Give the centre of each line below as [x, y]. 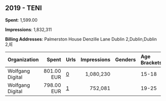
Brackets [151, 63]
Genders [125, 60]
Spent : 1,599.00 [21, 20]
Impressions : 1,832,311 [28, 30]
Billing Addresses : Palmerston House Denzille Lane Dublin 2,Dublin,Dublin [81, 39]
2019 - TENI [23, 8]
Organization [23, 60]
